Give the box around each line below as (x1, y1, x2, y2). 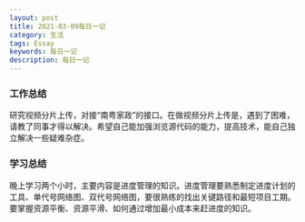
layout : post (9, 13, 59, 23)
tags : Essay (9, 38, 54, 48)
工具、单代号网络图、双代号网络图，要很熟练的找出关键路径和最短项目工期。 (9, 191, 296, 202)
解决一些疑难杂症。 (16, 133, 89, 144)
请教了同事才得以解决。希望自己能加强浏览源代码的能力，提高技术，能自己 (9, 121, 288, 132)
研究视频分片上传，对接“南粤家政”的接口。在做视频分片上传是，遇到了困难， (9, 110, 295, 121)
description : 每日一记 (9, 55, 90, 65)
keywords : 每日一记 (9, 47, 78, 56)
